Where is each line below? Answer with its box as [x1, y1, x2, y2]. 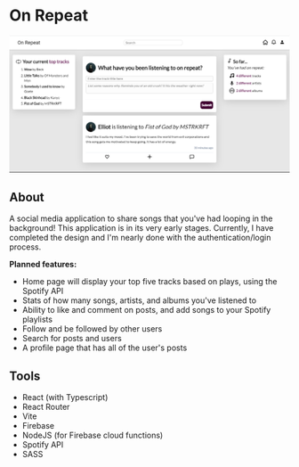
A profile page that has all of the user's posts [21, 342, 188, 353]
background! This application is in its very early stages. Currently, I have [9, 223, 274, 233]
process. [9, 242, 42, 252]
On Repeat [9, 5, 89, 26]
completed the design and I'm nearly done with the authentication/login [9, 233, 271, 243]
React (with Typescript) [21, 392, 109, 403]
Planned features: [9, 259, 77, 270]
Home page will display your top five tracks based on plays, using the [21, 276, 278, 287]
